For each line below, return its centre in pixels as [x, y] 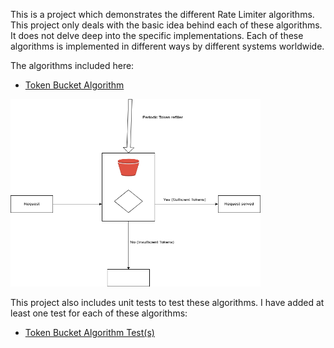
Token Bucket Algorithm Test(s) [89, 332]
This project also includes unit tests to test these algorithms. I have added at [167, 302]
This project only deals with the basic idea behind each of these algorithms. [166, 25]
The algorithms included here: [72, 65]
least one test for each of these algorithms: [99, 313]
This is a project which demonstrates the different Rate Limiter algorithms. [162, 14]
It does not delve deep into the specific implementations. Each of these [157, 35]
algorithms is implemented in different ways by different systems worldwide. [167, 46]
